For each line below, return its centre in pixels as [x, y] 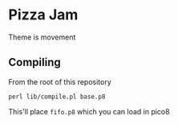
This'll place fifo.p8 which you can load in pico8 [89, 111]
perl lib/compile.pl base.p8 [57, 97]
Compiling [35, 62]
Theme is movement [42, 37]
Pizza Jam [43, 15]
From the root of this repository [60, 81]
